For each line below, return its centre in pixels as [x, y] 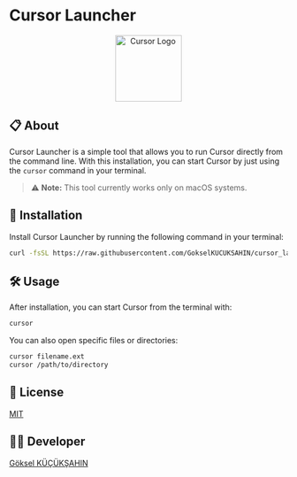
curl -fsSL [29, 253]
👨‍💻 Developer [47, 442]
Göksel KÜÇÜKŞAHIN [49, 463]
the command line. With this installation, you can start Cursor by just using [145, 161]
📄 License [37, 392]
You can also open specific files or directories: [94, 341]
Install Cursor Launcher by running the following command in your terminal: [147, 236]
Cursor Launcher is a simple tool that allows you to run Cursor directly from [146, 151]
